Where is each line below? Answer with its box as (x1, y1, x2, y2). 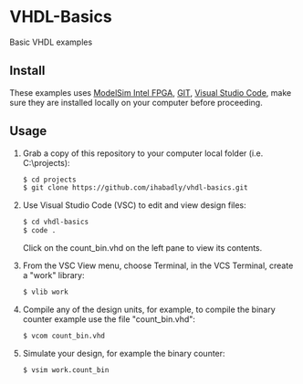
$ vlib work (22, 287, 68, 297)
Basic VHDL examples (9, 36, 93, 47)
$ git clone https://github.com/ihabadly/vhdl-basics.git (22, 183, 248, 192)
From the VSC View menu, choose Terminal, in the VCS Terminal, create (22, 260, 294, 271)
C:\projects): (22, 157, 70, 168)
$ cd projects (22, 175, 77, 184)
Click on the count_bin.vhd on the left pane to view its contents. (22, 243, 263, 254)
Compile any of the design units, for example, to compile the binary (22, 304, 276, 315)
